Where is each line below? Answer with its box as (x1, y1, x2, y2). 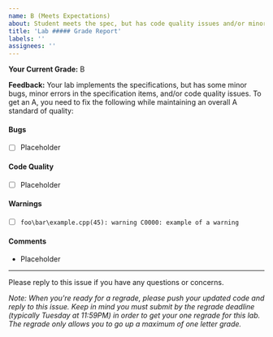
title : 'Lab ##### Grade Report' (8, 27, 122, 35)
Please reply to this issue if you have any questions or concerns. (8, 278, 224, 287)
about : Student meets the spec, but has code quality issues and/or (8, 19, 245, 28)
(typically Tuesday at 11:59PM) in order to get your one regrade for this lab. (8, 310, 261, 321)
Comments (8, 236, 47, 246)
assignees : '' (8, 42, 57, 50)
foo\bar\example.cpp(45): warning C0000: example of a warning (19, 218, 240, 227)
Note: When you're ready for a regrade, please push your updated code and (8, 293, 265, 303)
